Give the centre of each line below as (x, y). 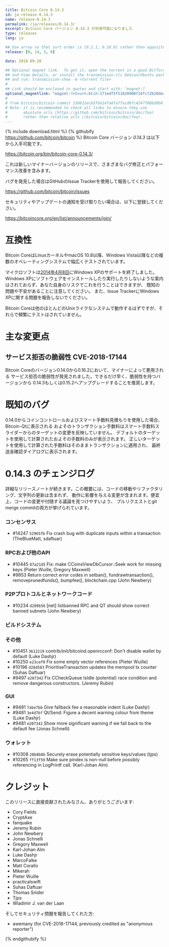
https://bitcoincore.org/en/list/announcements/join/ (58, 218)
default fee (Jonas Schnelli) (41, 729)
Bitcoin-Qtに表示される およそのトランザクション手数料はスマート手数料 (80, 426)
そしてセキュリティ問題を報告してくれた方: (50, 913)
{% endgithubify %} (26, 939)
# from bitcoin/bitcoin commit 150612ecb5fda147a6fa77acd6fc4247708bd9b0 (84, 103)
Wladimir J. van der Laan (38, 903)
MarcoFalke (25, 860)
